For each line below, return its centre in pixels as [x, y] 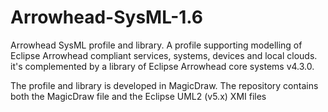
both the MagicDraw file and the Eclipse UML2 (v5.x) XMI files [138, 96]
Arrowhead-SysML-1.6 [107, 17]
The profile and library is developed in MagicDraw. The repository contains [164, 85]
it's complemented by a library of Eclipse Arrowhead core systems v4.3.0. [162, 66]
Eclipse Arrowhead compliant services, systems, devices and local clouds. [164, 55]
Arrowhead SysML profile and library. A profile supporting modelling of [156, 45]
